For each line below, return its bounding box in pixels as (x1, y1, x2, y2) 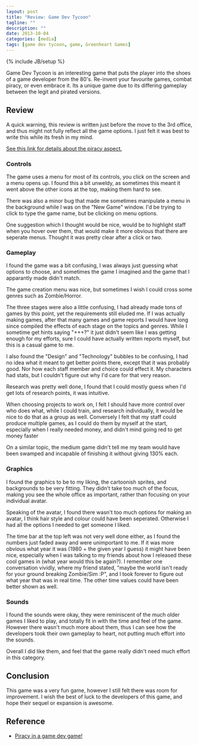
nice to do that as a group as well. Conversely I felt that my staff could (6, 413, 177, 420)
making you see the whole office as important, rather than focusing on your (6, 491, 190, 498)
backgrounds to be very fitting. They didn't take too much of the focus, (6, 484, 179, 491)
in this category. (6, 654, 46, 661)
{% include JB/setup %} (6, 57, 65, 65)
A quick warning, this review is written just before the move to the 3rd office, (6, 121, 193, 128)
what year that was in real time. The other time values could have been (6, 576, 179, 584)
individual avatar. (6, 497, 48, 504)
